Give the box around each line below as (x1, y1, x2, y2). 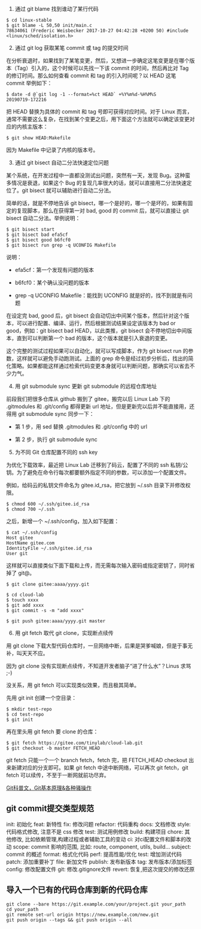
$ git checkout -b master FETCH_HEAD (6, 745, 100, 751)
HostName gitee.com (6, 540, 55, 546)
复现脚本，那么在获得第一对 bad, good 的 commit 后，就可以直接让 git (16, 207, 190, 214)
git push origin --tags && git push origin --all (6, 917, 133, 923)
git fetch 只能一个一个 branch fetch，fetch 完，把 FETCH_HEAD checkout (6, 757, 187, 763)
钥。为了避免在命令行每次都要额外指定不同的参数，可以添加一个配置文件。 (6, 469, 190, 476)
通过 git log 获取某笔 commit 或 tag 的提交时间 (14, 44, 129, 51)
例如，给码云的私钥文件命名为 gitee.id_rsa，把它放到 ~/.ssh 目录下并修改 (6, 482, 185, 489)
